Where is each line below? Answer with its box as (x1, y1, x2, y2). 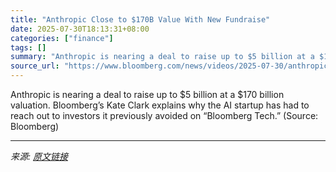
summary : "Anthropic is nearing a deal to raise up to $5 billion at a (10, 52, 315, 62)
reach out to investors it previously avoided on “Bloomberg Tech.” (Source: (10, 110, 319, 121)
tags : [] (10, 42, 47, 53)
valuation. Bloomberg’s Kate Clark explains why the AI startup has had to (10, 99, 310, 111)
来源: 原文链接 (10, 151, 68, 162)
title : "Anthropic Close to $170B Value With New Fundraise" (10, 14, 271, 25)
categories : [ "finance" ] (10, 33, 114, 43)
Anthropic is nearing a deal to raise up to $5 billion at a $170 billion (10, 89, 285, 100)
